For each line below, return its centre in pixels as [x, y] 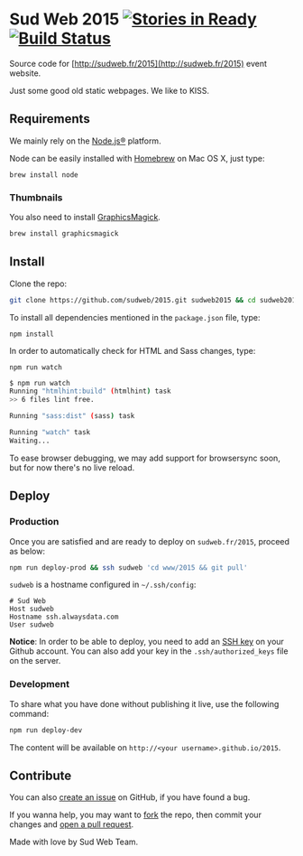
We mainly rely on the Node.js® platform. [85, 141]
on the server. [35, 661]
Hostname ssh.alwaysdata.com [64, 617]
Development [40, 684]
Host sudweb [32, 609]
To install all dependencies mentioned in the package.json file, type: [135, 317]
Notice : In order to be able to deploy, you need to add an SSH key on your [147, 642]
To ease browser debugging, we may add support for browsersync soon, [145, 458]
